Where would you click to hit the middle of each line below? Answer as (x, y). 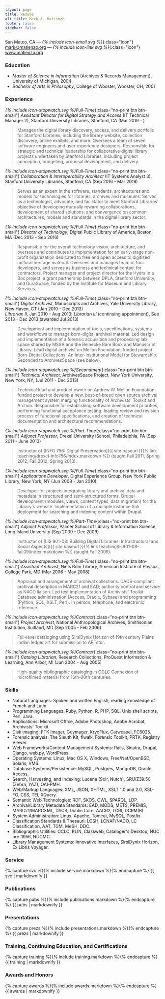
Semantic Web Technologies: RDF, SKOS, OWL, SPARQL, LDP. (75, 800)
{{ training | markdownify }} (33, 962)
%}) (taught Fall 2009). (88, 551)
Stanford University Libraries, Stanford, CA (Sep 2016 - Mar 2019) (71, 181)
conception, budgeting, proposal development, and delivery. (78, 161)
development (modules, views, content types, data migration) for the (86, 501)
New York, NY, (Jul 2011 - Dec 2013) (42, 380)
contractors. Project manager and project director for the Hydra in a (85, 273)
